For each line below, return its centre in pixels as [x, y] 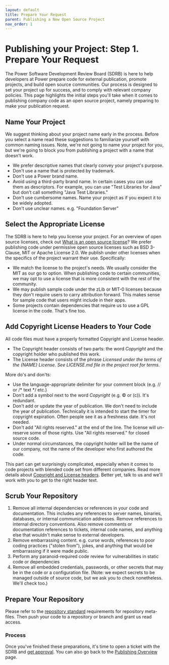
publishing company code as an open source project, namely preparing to [82, 101]
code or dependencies [36, 562]
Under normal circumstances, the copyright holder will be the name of [86, 444]
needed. [21, 422]
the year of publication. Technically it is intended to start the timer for [84, 411]
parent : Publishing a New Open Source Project [55, 19]
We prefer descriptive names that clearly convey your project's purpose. [88, 165]
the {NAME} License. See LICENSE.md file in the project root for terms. [86, 365]
